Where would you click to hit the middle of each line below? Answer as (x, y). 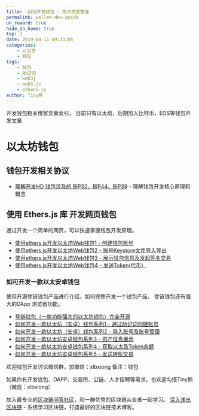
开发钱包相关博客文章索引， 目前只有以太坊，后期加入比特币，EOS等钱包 (96, 113)
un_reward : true (26, 23)
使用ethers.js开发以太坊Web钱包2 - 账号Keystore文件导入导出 (91, 250)
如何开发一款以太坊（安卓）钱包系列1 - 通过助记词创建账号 (87, 324)
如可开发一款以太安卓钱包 (43, 282)
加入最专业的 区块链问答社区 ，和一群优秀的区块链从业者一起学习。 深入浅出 (99, 399)
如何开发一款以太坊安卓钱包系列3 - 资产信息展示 (74, 339)
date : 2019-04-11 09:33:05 (40, 40)
